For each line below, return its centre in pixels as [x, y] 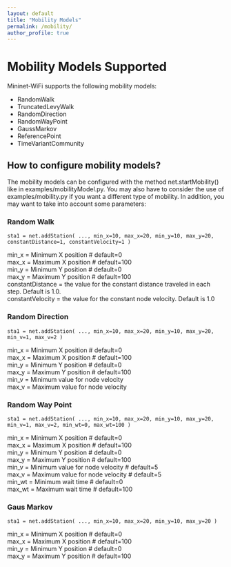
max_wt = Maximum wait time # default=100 [70, 489]
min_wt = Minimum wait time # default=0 [65, 481]
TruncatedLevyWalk [46, 107]
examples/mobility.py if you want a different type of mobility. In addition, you [116, 196]
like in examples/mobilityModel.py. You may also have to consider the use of [115, 189]
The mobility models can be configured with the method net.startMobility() [113, 182]
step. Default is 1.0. [34, 291]
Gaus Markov [30, 507]
